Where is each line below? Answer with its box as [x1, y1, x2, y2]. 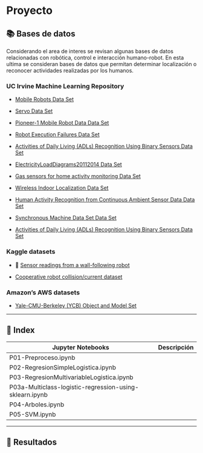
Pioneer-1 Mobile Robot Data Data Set [14, 119, 109, 127]
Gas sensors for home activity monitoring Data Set [14, 173, 141, 180]
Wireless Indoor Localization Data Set [14, 184, 109, 191]
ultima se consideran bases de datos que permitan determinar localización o [6, 61, 197, 67]
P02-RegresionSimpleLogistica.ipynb [9, 363, 117, 371]
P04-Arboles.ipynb [9, 400, 65, 409]
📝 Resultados [6, 437, 57, 448]
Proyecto [6, 4, 53, 18]
